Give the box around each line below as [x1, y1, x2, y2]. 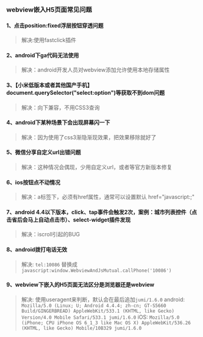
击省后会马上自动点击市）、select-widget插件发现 [6, 216, 131, 223]
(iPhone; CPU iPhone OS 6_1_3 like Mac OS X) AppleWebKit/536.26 [21, 319, 191, 326]
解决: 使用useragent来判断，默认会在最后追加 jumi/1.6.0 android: [21, 295, 185, 303]
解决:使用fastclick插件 [21, 37, 76, 44]
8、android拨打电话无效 [6, 245, 68, 253]
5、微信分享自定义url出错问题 [6, 148, 81, 156]
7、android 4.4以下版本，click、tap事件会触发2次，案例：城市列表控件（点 [6, 208, 197, 216]
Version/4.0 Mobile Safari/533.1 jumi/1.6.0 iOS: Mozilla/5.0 [21, 313, 180, 321]
